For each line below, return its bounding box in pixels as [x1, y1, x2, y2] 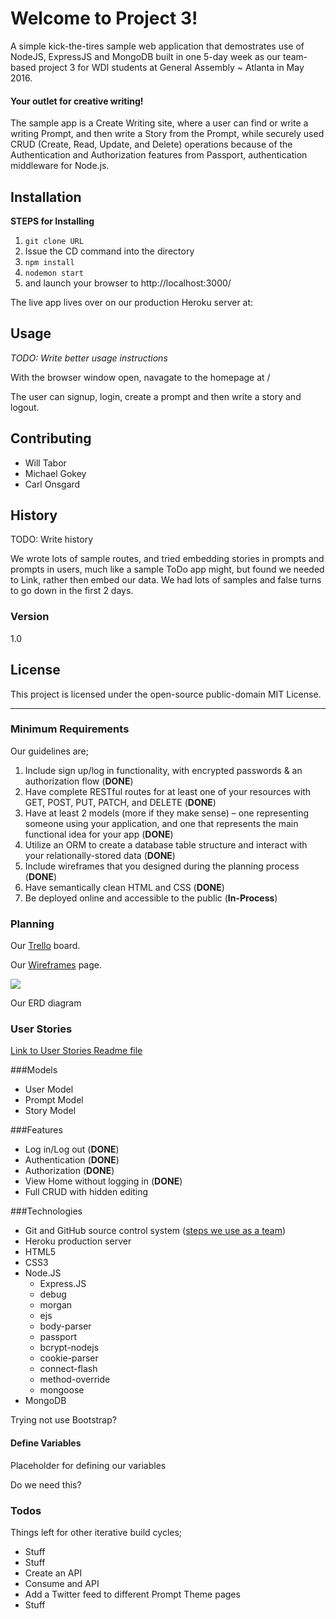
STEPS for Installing [10, 215, 95, 227]
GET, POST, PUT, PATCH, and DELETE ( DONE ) [24, 796, 217, 808]
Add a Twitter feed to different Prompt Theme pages [24, 1588, 241, 1600]
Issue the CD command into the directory [24, 245, 195, 257]
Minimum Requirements [10, 722, 130, 736]
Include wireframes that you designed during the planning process [24, 860, 300, 872]
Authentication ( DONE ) [24, 1154, 120, 1166]
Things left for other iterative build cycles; [10, 1526, 183, 1538]
